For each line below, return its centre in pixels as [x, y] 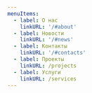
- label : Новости [39, 33]
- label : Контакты [41, 46]
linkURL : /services [48, 79]
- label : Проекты [39, 59]
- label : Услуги [37, 72]
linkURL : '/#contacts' [53, 53]
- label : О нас [36, 20]
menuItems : [23, 14]
